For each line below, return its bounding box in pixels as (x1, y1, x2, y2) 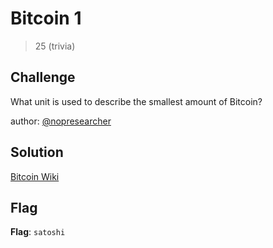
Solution (10, 144, 64, 161)
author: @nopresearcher (10, 115, 112, 127)
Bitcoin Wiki (10, 170, 60, 182)
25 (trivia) (34, 40, 76, 52)
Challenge (10, 69, 76, 86)
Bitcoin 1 (10, 7, 82, 30)
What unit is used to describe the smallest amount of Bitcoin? (10, 95, 263, 107)
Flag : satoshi (10, 226, 66, 238)
